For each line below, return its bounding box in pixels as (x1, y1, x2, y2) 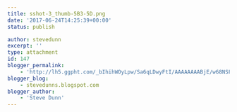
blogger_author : (7, 88, 55, 95)
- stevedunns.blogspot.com (20, 81, 99, 88)
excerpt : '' (7, 43, 42, 50)
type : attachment (7, 49, 59, 56)
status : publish (7, 23, 55, 30)
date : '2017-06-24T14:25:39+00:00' (7, 17, 112, 24)
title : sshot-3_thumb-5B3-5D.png (7, 10, 106, 17)
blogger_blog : (7, 75, 49, 82)
